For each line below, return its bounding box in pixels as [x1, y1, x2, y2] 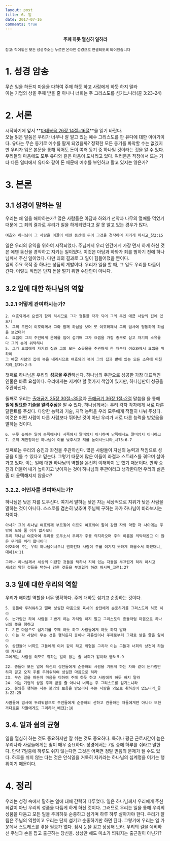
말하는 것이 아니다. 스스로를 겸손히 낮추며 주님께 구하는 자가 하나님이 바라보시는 [5, 505, 162, 512]
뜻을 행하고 [14, 622, 35, 627]
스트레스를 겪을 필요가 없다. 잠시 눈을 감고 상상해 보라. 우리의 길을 [18, 823, 149, 830]
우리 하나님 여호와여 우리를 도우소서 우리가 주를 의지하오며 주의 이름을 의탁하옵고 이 [5, 534, 159, 539]
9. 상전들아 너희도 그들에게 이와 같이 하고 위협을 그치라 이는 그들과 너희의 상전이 [5, 643, 156, 649]
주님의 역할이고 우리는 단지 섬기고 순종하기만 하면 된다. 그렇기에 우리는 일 [14, 817, 160, 823]
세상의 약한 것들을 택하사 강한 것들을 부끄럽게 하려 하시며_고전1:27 [5, 565, 129, 570]
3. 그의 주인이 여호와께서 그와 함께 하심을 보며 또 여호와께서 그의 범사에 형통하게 [5, 324, 156, 329]
